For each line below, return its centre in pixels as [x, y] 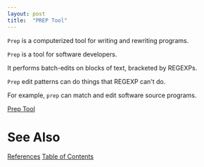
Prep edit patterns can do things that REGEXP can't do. [87, 81]
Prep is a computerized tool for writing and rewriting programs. [98, 40]
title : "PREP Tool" [38, 20]
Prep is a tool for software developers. [62, 54]
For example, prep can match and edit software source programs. [102, 95]
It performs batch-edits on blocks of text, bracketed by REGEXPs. [102, 68]
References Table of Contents [50, 156]
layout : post [26, 14]
